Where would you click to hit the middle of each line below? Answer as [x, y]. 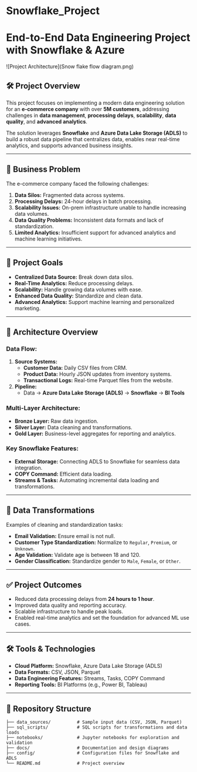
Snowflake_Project [53, 11]
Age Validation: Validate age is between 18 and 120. [77, 554]
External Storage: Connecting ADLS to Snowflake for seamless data [97, 461]
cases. [23, 624]
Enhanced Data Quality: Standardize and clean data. [79, 296]
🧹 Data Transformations [50, 511]
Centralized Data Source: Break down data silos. [74, 277]
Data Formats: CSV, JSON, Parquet [57, 672]
